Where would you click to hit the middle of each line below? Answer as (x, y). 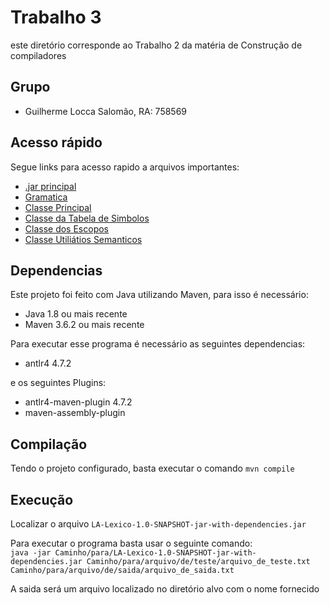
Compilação (49, 444)
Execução (42, 499)
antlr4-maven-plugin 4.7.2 (78, 402)
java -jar (31, 553)
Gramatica (46, 197)
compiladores (38, 55)
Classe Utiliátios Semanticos (83, 239)
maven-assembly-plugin (75, 413)
